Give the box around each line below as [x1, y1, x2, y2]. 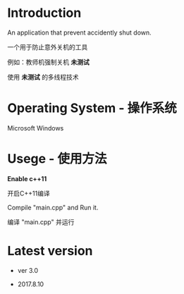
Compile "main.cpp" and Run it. [7, 203, 99, 212]
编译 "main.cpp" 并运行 [7, 217, 75, 226]
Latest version [7, 243, 93, 259]
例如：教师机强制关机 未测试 [7, 58, 90, 66]
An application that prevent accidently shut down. [7, 28, 152, 37]
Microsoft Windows [7, 123, 64, 132]
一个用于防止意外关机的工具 [7, 42, 88, 51]
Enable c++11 [7, 174, 47, 183]
